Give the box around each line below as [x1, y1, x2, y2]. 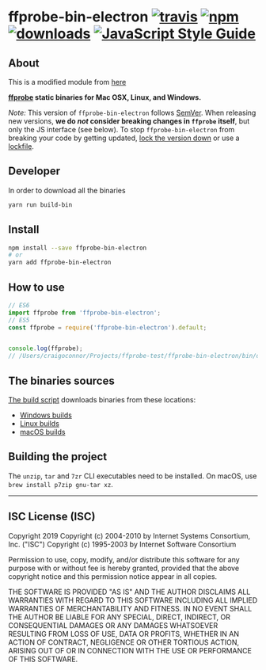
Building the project [8, 450, 108, 463]
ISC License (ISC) [8, 510, 96, 523]
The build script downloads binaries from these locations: [8, 395, 196, 404]
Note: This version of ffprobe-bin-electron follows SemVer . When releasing [8, 108, 256, 117]
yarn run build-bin [8, 200, 73, 209]
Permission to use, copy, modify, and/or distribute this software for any [8, 554, 240, 564]
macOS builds [19, 428, 66, 436]
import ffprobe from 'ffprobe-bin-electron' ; [8, 309, 161, 317]
